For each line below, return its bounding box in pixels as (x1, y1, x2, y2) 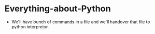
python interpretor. (11, 24, 49, 29)
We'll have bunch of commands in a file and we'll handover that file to (11, 19, 150, 25)
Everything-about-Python (4, 3, 111, 14)
